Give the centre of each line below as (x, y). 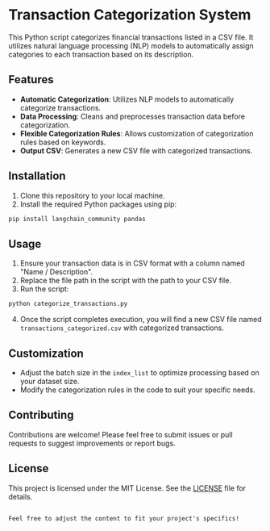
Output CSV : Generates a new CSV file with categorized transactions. (136, 150)
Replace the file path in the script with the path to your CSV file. (126, 281)
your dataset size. (50, 381)
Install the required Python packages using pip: (98, 204)
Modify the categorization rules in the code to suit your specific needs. (137, 390)
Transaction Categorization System (130, 15)
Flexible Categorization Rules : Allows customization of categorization (137, 133)
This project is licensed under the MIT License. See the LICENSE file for (127, 488)
